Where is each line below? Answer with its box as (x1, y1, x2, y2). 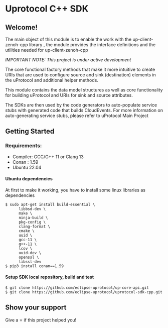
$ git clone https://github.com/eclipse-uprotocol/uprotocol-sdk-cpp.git (5, 290, 163, 295)
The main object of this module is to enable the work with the (5, 36, 132, 42)
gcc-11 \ (18, 237, 37, 242)
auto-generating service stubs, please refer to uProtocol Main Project (5, 113, 149, 119)
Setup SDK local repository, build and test (5, 274, 94, 280)
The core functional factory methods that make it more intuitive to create (5, 66, 155, 72)
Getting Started (5, 127, 55, 136)
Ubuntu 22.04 (12, 164, 42, 170)
